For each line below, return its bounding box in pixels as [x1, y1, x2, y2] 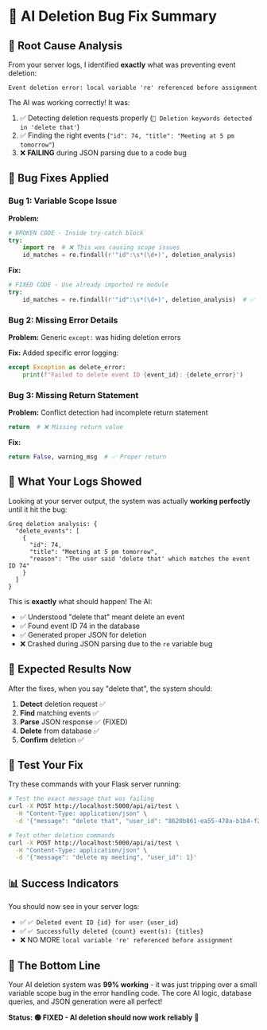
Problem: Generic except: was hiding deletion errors [8, 333, 181, 342]
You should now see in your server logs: [8, 902, 140, 911]
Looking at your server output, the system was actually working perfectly [8, 496, 250, 505]
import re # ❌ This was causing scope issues [22, 244, 180, 252]
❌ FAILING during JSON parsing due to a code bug [19, 148, 187, 158]
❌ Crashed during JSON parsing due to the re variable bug [19, 638, 213, 648]
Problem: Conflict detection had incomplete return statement [8, 408, 208, 417]
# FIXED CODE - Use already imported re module [8, 281, 169, 289]
